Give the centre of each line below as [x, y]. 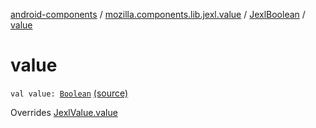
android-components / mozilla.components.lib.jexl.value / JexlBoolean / [158, 14]
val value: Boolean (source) [69, 93]
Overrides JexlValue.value [64, 112]
